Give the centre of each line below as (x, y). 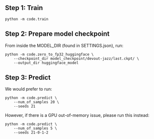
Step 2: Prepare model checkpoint (57, 34)
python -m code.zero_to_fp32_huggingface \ (49, 54)
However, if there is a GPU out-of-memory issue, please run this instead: (77, 115)
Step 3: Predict (28, 77)
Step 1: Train (24, 8)
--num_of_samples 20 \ (36, 102)
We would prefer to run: (28, 89)
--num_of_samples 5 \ (35, 128)
